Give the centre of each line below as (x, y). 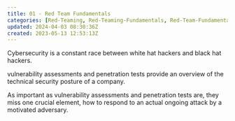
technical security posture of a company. (66, 82)
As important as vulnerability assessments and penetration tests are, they (113, 95)
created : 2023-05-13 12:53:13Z (53, 33)
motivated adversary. (38, 110)
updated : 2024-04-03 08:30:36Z (53, 27)
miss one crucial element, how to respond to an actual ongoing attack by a (115, 103)
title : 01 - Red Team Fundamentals (59, 14)
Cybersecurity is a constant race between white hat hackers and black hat (114, 53)
